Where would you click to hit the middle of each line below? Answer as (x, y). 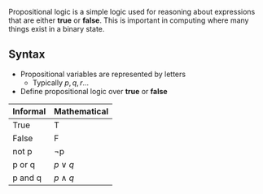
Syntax (27, 55)
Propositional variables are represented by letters (103, 74)
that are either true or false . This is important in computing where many (129, 20)
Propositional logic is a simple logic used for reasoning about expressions (132, 12)
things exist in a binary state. (57, 29)
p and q (27, 178)
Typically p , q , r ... (61, 82)
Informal (29, 111)
